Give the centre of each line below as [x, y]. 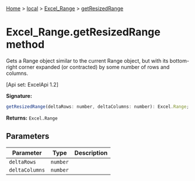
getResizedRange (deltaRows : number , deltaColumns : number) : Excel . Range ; [98, 107]
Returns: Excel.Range [32, 118]
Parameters [28, 136]
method [25, 45]
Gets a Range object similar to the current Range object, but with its [87, 60]
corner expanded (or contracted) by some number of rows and [94, 67]
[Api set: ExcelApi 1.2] [32, 84]
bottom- [180, 60]
